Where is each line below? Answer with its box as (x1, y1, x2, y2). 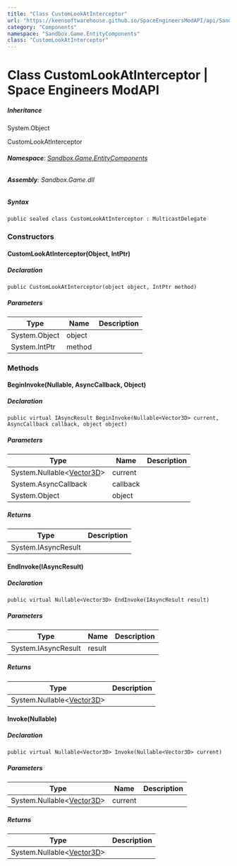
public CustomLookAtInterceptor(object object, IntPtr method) (7, 283, 197, 290)
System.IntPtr (11, 341, 56, 351)
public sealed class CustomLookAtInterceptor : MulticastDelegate (7, 215, 207, 223)
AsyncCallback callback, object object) (7, 421, 128, 428)
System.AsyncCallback (11, 479, 87, 489)
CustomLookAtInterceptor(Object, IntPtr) (7, 249, 130, 258)
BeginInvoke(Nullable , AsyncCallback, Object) (7, 380, 147, 389)
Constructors (7, 232, 54, 241)
